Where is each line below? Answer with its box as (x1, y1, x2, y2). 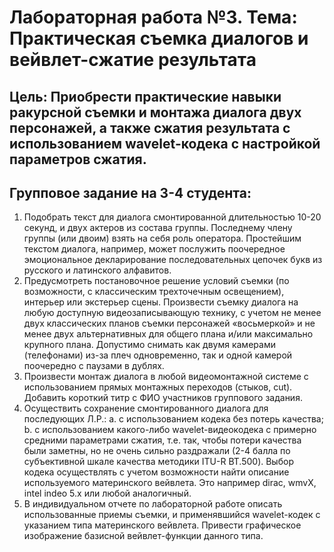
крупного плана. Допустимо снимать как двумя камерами (23, 339, 276, 351)
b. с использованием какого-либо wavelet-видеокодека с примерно (23, 424, 317, 436)
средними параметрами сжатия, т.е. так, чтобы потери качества (23, 434, 302, 446)
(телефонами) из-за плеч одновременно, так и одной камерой (23, 349, 293, 361)
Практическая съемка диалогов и (9, 27, 309, 50)
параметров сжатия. (9, 151, 147, 168)
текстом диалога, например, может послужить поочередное (23, 243, 286, 255)
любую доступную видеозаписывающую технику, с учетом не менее (23, 307, 322, 319)
